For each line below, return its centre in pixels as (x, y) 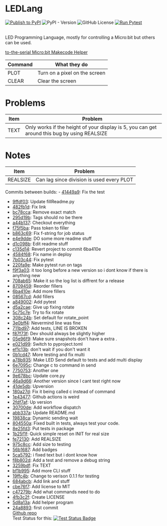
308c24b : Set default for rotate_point (50, 317)
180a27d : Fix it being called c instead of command (64, 391)
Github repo (25, 513)
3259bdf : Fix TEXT (32, 465)
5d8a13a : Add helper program (43, 502)
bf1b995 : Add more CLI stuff (41, 470)
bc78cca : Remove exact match (44, 212)
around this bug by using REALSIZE (66, 133)
